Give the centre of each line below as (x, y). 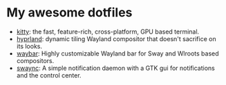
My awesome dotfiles (69, 13)
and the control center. (49, 75)
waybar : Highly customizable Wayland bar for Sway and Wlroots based (117, 53)
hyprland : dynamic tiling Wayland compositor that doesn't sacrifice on (116, 38)
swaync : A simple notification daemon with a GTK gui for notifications (116, 68)
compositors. (35, 60)
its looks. (29, 46)
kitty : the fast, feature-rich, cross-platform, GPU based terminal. (108, 32)
